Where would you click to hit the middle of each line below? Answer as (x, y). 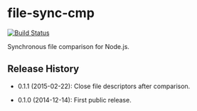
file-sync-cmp (51, 13)
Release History (43, 69)
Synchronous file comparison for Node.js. (69, 46)
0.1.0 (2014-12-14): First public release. (74, 100)
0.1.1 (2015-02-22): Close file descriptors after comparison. (104, 86)
